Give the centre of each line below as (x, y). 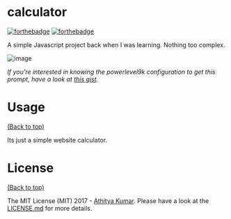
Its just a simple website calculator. (57, 140)
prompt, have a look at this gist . (53, 79)
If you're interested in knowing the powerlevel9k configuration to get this (111, 72)
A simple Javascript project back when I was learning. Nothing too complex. (116, 44)
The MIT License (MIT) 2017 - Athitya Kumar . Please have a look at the (108, 201)
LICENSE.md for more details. (50, 208)
